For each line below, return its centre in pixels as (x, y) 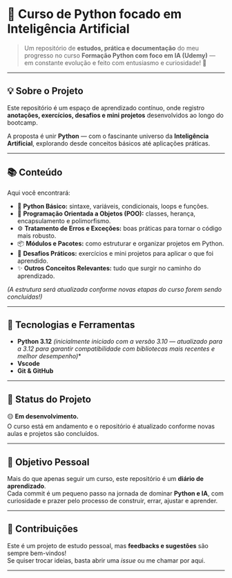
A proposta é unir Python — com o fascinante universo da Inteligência (108, 136)
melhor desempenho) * (49, 356)
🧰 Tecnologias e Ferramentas (71, 325)
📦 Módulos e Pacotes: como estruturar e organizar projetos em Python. (120, 243)
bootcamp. (22, 122)
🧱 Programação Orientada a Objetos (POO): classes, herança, (106, 213)
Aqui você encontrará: (39, 193)
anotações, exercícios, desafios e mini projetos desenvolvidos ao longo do (116, 115)
